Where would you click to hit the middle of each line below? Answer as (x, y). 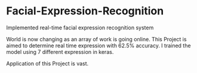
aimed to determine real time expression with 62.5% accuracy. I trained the (98, 45)
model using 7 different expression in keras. (60, 51)
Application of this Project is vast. (47, 63)
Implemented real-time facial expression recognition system (80, 28)
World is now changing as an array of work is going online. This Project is (96, 39)
